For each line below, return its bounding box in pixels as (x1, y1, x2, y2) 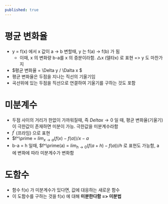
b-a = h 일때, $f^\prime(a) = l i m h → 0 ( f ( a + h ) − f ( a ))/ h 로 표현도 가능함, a (12, 142, 159, 150)
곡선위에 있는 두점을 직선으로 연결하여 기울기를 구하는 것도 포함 (12, 80, 136, 86)
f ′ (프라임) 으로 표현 (12, 129, 50, 136)
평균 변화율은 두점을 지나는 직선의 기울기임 (12, 74, 96, 80)
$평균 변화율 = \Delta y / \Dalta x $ (12, 67, 82, 73)
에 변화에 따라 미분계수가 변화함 (12, 150, 74, 156)
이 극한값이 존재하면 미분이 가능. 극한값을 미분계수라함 (12, 123, 119, 129)
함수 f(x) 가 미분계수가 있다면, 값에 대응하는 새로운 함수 (12, 187, 120, 193)
